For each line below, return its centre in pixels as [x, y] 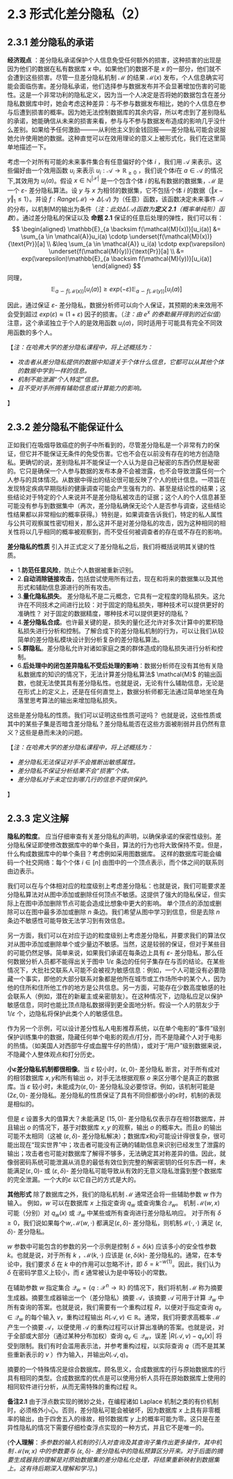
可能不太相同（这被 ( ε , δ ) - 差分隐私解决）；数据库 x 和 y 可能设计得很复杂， [110, 1136]
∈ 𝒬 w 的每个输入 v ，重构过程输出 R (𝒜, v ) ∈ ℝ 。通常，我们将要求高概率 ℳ [114, 1318]
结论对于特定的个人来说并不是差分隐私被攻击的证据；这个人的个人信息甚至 [119, 497]
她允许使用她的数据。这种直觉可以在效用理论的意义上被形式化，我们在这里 [113, 138]
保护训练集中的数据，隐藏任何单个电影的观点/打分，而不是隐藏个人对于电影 [115, 1037]
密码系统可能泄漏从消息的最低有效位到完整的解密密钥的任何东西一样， [119, 1162]
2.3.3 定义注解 [38, 818]
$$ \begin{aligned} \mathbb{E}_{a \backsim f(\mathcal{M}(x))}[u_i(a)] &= [116, 229]
